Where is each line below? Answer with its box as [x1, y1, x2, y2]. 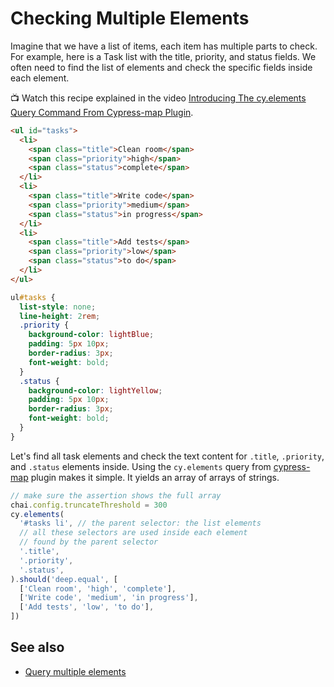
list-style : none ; [19, 302, 97, 312]
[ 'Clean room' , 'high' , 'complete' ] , [19, 583, 177, 594]
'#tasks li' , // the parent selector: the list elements [19, 518, 262, 529]
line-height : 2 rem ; [19, 311, 101, 321]
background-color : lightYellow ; [28, 385, 163, 396]
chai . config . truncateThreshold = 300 [10, 500, 168, 510]
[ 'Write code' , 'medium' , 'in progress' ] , [19, 593, 199, 603]
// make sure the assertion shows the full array [10, 490, 222, 501]
